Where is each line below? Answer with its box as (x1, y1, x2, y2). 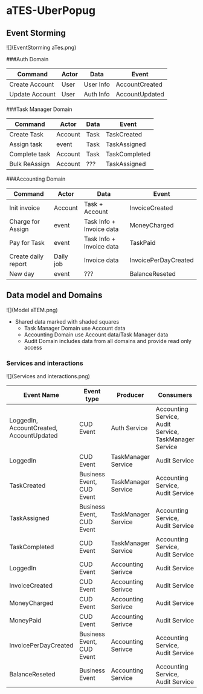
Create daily (9, 252, 44, 261)
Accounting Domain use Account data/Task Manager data (24, 331, 169, 338)
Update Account (9, 90, 56, 98)
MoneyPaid (9, 616, 42, 625)
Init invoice (9, 204, 40, 212)
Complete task (9, 150, 51, 158)
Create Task (9, 130, 43, 138)
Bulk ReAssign (9, 160, 50, 168)
